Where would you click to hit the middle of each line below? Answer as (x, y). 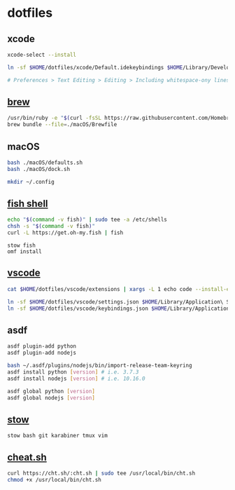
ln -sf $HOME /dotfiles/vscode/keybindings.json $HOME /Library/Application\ (120, 308)
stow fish (22, 246)
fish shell (28, 204)
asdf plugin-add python (42, 346)
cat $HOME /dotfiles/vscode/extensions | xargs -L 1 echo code (100, 289)
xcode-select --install (42, 55)
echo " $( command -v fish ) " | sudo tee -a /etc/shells (87, 220)
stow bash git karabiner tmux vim (58, 436)
